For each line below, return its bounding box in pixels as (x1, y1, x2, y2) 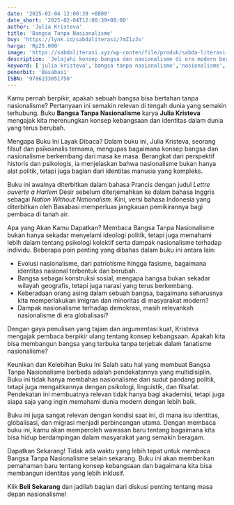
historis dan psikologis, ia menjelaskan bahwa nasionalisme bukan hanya (7, 160, 217, 168)
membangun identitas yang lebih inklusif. (7, 469, 125, 478)
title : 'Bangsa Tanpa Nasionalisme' (7, 29, 114, 37)
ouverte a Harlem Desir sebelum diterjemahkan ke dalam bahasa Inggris (7, 188, 214, 196)
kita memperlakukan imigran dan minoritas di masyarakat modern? (17, 296, 209, 305)
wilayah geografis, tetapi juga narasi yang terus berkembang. (17, 282, 194, 290)
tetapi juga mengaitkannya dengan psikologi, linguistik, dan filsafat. (7, 383, 200, 391)
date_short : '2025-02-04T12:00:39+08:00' (7, 17, 130, 24)
